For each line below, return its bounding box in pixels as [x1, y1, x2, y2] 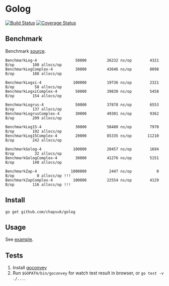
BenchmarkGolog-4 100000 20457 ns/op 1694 [5, 147, 159, 152]
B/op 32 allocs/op [5, 151, 62, 156]
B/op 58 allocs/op [5, 84, 62, 89]
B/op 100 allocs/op [5, 62, 62, 67]
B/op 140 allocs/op [5, 160, 62, 165]
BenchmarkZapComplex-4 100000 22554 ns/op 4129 [5, 177, 159, 183]
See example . [5, 236, 34, 242]
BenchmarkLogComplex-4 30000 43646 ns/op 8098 [5, 66, 159, 71]
